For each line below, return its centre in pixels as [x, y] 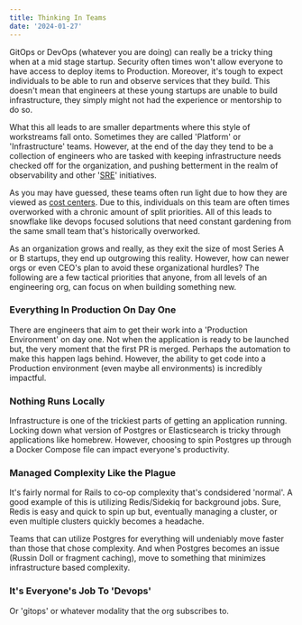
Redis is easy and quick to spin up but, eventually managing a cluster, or [143, 512]
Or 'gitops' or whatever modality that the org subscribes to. [119, 611]
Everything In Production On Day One [93, 310]
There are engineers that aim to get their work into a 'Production [128, 330]
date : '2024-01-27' [46, 26]
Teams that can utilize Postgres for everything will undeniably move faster [147, 539]
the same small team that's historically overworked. [105, 230]
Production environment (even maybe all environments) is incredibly [136, 368]
